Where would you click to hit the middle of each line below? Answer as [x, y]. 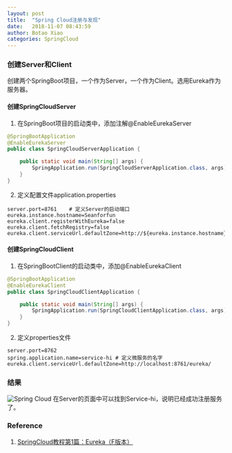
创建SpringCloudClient [40, 250]
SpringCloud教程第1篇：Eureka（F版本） [75, 441]
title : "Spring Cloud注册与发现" [54, 20]
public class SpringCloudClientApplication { [74, 292]
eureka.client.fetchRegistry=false [58, 227]
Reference [25, 426]
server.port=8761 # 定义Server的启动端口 [68, 209]
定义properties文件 [44, 338]
